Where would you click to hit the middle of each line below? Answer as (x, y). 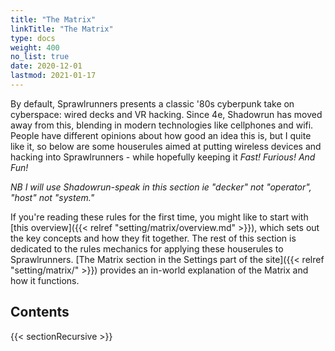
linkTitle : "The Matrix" (62, 29)
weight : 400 (35, 47)
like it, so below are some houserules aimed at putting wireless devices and (166, 146)
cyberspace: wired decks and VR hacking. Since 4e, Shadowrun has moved (166, 114)
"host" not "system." (52, 197)
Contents (40, 312)
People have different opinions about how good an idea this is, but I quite (161, 135)
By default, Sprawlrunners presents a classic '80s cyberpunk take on (152, 103)
